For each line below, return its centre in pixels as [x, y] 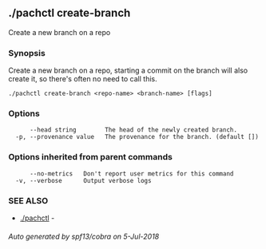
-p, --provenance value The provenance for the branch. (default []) [137, 137]
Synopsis [27, 53]
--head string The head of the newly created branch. [133, 130]
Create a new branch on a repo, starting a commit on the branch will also [128, 70]
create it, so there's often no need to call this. [83, 79]
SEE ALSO [28, 200]
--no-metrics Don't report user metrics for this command [131, 174]
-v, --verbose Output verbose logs [83, 180]
